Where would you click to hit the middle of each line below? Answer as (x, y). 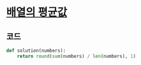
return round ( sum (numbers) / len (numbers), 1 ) (77, 56)
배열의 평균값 (37, 12)
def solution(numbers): (36, 51)
